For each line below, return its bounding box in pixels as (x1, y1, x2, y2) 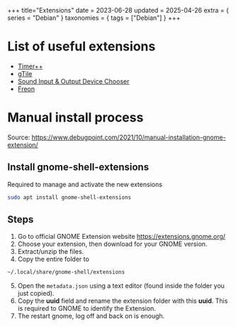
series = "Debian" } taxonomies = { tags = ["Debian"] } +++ (7, 14, 181, 22)
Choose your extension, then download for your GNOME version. (17, 240, 208, 248)
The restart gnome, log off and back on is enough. (17, 312, 165, 321)
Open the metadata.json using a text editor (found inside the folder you (17, 282, 225, 290)
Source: (7, 133, 30, 141)
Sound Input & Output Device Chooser (17, 77, 130, 85)
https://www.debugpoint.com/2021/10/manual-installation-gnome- (31, 133, 226, 141)
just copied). (17, 289, 55, 298)
